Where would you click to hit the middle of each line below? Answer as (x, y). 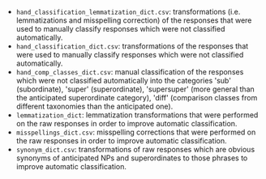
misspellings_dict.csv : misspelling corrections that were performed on (136, 132)
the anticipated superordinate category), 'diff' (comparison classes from (137, 98)
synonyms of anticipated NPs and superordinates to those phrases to (132, 158)
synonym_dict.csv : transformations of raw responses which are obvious (135, 149)
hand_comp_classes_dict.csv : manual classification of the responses (130, 72)
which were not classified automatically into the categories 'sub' (123, 81)
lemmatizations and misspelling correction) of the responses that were (134, 20)
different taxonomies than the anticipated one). (94, 106)
